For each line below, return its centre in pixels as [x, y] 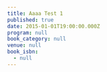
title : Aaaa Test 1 [35, 13]
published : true [30, 20]
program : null [28, 33]
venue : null [24, 45]
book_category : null [37, 39]
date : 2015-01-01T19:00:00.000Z [53, 26]
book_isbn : [23, 52]
